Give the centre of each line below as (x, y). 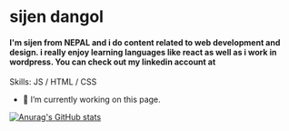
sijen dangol (57, 17)
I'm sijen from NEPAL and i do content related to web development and (145, 42)
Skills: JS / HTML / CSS (53, 82)
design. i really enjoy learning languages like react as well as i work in (143, 52)
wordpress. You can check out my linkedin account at (113, 62)
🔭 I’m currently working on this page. (91, 100)
